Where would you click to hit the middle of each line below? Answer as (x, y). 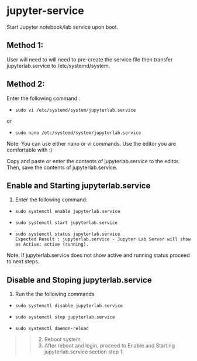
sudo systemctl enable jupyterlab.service (68, 212)
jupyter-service (45, 11)
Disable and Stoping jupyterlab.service (79, 280)
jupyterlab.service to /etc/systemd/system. (58, 66)
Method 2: (26, 84)
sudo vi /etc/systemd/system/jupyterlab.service (75, 110)
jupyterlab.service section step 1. (84, 352)
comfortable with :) (30, 150)
